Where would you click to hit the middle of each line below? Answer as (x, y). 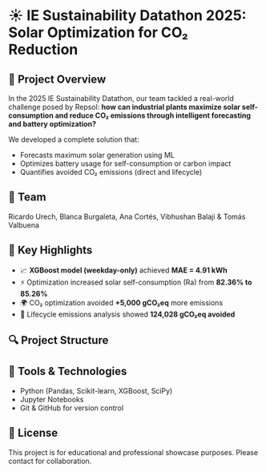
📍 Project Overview (57, 79)
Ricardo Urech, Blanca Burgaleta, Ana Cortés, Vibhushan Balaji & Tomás (127, 216)
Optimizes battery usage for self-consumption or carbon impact (125, 163)
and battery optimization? (52, 124)
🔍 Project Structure (58, 340)
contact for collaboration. (50, 461)
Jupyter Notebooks (52, 399)
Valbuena (24, 225)
